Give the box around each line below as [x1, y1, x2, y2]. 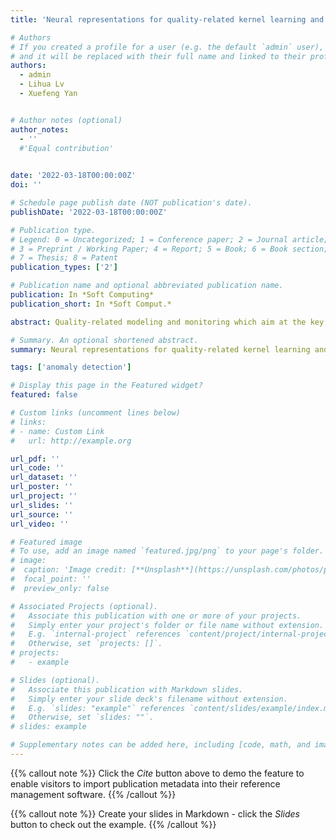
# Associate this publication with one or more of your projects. [10, 611, 302, 621]
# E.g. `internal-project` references [10, 629, 182, 640]
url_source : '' [10, 509, 74, 520]
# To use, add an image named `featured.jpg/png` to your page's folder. [10, 546, 325, 556]
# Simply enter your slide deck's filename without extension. [10, 694, 288, 704]
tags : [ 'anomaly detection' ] [10, 362, 132, 373]
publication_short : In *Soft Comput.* [10, 299, 172, 309]
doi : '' [10, 180, 43, 190]
